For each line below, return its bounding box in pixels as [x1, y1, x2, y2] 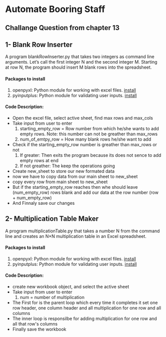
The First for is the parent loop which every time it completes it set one [12, 299, 158, 306]
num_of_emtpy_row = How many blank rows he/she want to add [19, 136, 152, 142]
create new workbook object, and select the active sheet [12, 284, 130, 290]
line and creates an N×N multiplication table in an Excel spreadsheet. [5, 233, 147, 239]
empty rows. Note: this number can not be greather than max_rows [19, 131, 158, 137]
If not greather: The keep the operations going [19, 163, 115, 169]
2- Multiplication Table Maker [5, 214, 99, 223]
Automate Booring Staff [5, 4, 106, 15]
